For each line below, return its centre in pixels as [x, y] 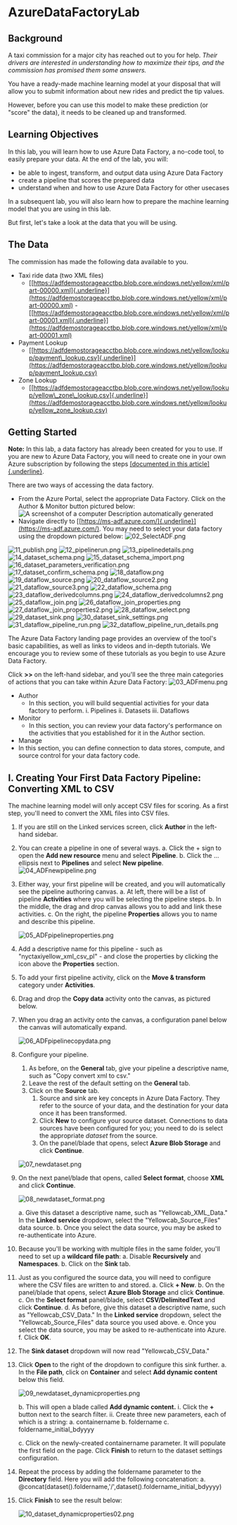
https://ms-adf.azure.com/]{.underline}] [139, 521]
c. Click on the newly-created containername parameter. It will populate [122, 1443]
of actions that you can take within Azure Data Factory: [88, 682]
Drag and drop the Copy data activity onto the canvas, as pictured [114, 999]
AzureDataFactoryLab [74, 12]
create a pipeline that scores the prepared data [86, 180]
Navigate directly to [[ [50, 521]
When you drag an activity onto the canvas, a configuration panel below [122, 1020]
